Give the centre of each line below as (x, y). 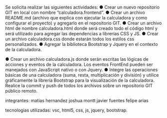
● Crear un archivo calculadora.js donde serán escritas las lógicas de (77, 59)
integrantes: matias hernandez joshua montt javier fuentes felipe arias (77, 101)
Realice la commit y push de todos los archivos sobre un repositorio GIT (79, 86)
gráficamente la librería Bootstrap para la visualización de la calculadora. (80, 80)
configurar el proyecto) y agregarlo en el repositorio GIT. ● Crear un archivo (83, 23)
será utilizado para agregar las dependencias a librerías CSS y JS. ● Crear (82, 34)
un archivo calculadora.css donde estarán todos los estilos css (70, 39)
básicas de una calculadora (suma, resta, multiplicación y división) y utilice (82, 75)
